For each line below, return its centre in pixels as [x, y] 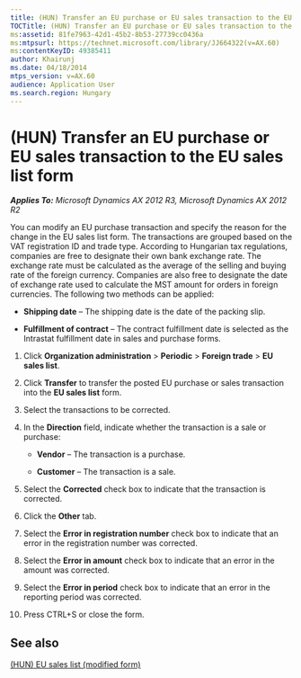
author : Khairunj [43, 59]
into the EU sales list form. [72, 393]
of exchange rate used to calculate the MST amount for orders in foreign [144, 285]
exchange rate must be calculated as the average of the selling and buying [148, 265]
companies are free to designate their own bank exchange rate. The [136, 256]
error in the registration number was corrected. [111, 543]
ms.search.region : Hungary [61, 93]
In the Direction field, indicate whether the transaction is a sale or [145, 427]
